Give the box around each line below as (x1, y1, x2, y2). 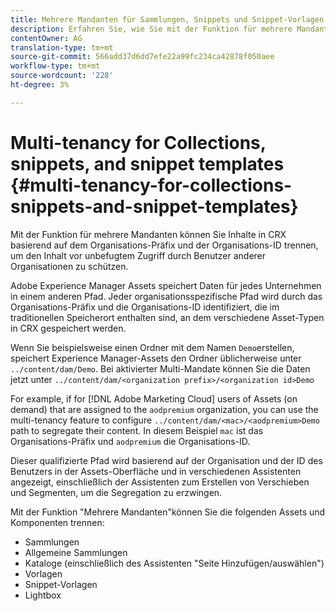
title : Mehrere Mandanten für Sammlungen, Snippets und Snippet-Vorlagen (10, 14, 325, 25)
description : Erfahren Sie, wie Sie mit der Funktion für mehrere (10, 24, 293, 34)
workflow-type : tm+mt (10, 61, 101, 71)
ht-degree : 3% (10, 80, 70, 90)
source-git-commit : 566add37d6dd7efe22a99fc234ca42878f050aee (10, 52, 275, 62)
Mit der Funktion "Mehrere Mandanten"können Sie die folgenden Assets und (10, 506, 326, 518)
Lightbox (24, 589, 62, 601)
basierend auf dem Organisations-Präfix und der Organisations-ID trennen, (10, 239, 319, 251)
